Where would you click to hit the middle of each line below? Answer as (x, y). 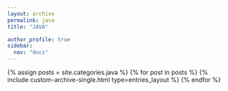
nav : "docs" (31, 52)
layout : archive (31, 14)
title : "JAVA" (28, 27)
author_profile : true (39, 39)
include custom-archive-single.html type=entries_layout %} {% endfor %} (114, 80)
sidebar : (20, 46)
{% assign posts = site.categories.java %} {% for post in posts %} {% (108, 72)
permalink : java (31, 20)
